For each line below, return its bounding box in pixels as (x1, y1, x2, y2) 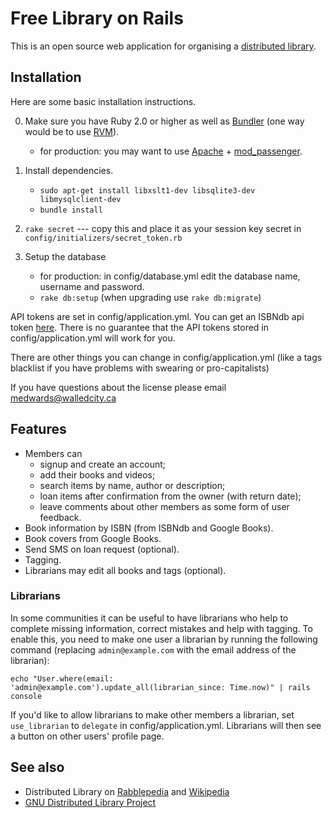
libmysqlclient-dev (39, 194, 122, 204)
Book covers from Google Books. (24, 532, 162, 544)
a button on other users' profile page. (10, 730, 165, 742)
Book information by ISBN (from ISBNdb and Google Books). (24, 522, 274, 534)
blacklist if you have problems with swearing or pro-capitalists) (10, 362, 270, 374)
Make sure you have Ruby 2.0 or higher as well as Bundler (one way (24, 115, 305, 127)
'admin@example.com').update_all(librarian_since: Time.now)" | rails (10, 682, 311, 692)
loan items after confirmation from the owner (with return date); (39, 490, 302, 502)
